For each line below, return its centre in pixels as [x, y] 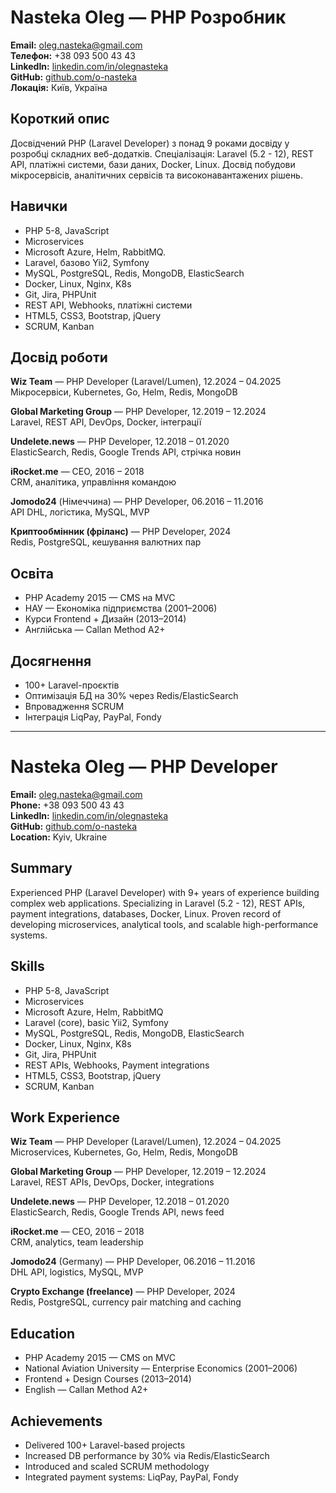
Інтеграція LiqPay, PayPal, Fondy [93, 717]
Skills [27, 966]
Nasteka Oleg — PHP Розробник [148, 17]
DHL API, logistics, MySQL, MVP [77, 1272]
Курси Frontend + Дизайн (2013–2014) [105, 619]
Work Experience [65, 1117]
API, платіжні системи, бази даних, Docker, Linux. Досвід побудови [153, 164]
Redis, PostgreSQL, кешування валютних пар [106, 542]
